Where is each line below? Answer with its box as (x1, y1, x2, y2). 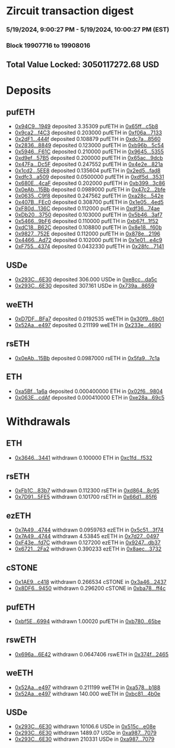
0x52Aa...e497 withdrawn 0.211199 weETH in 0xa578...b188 (14, 684, 161, 691)
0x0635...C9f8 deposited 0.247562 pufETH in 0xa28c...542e (14, 192, 164, 200)
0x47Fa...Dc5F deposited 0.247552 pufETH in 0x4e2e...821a (14, 161, 163, 168)
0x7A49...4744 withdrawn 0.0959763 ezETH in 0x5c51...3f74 (14, 526, 164, 533)
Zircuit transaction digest (6, 4, 134, 18)
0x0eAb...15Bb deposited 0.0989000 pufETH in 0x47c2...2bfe (14, 186, 166, 193)
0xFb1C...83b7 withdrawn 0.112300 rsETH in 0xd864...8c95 (14, 487, 160, 494)
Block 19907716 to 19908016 (6, 42, 91, 50)
